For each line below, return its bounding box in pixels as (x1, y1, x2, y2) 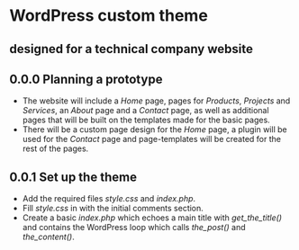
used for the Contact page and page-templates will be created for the (22, 134, 282, 145)
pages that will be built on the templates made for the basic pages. (22, 114, 270, 126)
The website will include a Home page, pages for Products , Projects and (22, 95, 291, 106)
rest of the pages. (22, 143, 89, 154)
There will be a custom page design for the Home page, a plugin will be (22, 124, 287, 135)
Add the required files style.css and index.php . (22, 193, 196, 204)
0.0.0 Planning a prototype (9, 71, 163, 86)
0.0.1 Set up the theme (9, 169, 138, 184)
